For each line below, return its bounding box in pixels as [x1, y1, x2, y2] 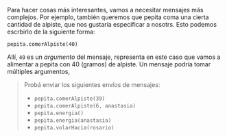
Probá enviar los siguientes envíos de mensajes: [23, 81, 160, 88]
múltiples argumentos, [7, 68, 71, 75]
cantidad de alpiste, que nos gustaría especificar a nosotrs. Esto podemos [7, 21, 217, 28]
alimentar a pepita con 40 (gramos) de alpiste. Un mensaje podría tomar [7, 60, 211, 68]
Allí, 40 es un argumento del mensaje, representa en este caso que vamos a [7, 53, 221, 61]
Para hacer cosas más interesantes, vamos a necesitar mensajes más [7, 6, 204, 14]
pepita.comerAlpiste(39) [34, 95, 106, 102]
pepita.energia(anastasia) [34, 117, 112, 124]
